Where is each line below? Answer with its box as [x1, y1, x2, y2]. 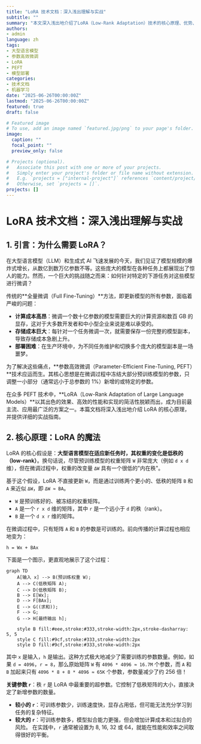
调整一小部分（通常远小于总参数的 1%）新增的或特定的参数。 [6, 377, 157, 385]
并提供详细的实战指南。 [6, 413, 64, 420]
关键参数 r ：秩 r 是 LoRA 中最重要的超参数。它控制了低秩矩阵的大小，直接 [6, 680, 190, 688]
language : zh [6, 37, 39, 43]
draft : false [6, 109, 39, 115]
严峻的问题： [6, 299, 38, 307]
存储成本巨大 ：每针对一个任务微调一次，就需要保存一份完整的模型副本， [14, 328, 193, 335]
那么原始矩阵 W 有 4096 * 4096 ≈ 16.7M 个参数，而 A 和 [58, 661, 192, 668]
